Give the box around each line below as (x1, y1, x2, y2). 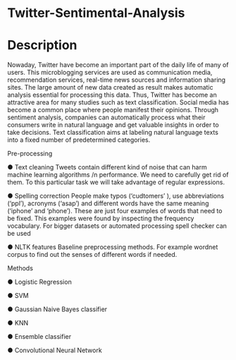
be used (7, 229, 32, 238)
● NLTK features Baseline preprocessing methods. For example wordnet (7, 243, 218, 251)
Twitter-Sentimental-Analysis (7, 5, 185, 21)
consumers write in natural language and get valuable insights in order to (7, 121, 220, 129)
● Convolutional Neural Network (7, 346, 102, 354)
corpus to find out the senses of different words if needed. (7, 251, 178, 259)
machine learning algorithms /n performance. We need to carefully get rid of (7, 171, 229, 179)
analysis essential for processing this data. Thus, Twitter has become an (7, 90, 217, 100)
